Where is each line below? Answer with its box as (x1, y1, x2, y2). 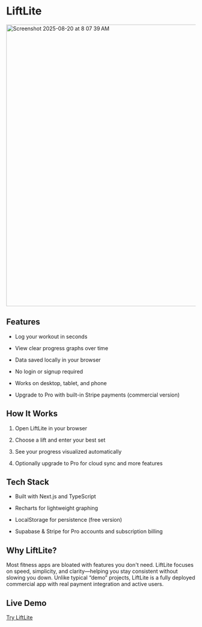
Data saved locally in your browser (14, 356, 101, 363)
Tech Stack (6, 477, 49, 487)
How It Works (6, 409, 58, 419)
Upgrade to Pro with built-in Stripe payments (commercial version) (14, 391, 180, 398)
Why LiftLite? (6, 545, 57, 555)
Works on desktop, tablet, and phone (14, 379, 107, 386)
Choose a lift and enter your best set (14, 436, 106, 443)
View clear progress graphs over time (14, 344, 108, 351)
